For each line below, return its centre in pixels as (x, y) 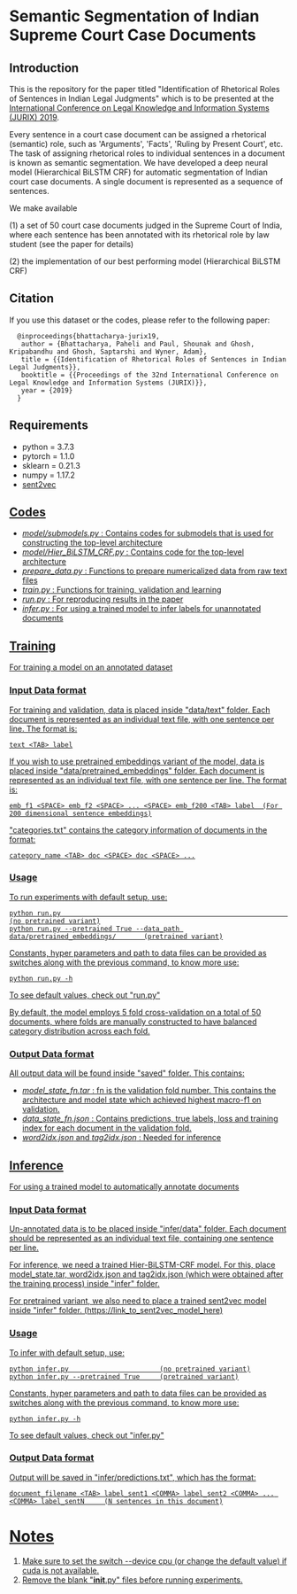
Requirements (49, 426)
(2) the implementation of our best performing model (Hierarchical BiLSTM (145, 261)
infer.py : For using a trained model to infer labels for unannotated (141, 609)
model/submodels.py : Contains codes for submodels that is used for (148, 533)
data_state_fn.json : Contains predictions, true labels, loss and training (150, 1119)
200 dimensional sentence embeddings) (80, 813)
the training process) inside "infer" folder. (85, 1284)
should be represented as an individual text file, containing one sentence (141, 1239)
